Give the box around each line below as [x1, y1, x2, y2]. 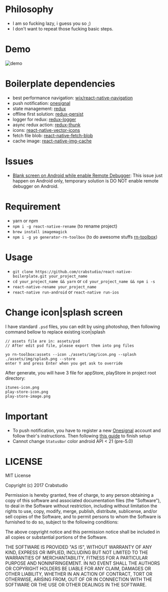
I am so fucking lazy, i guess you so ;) [12, 20, 91, 26]
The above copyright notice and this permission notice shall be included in [5, 529, 160, 535]
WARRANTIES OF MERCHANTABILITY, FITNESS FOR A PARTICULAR [5, 555, 148, 561]
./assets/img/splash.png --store [5, 356, 76, 361]
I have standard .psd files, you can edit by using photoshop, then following [5, 323, 160, 329]
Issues [5, 156, 34, 167]
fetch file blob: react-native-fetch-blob [12, 132, 93, 138]
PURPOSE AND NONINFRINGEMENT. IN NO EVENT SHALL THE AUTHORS [5, 560, 160, 566]
